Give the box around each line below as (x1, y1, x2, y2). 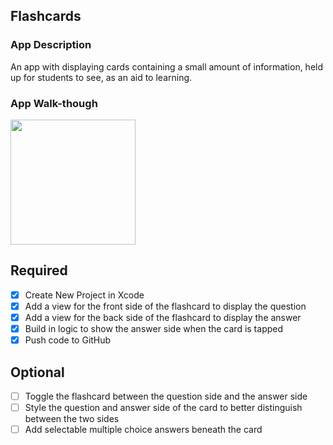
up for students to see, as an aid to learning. (10, 71, 193, 83)
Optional (10, 364, 65, 381)
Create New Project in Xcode (24, 289, 145, 301)
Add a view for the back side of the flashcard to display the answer (24, 311, 302, 323)
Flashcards (10, 8, 82, 25)
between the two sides (24, 413, 120, 425)
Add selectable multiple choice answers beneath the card (24, 424, 263, 436)
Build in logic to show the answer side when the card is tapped (24, 322, 284, 334)
